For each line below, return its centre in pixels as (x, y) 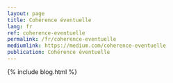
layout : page (26, 13)
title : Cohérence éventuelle (49, 20)
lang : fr (20, 26)
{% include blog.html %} (42, 72)
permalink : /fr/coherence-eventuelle (62, 39)
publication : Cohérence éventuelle (59, 53)
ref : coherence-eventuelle (46, 33)
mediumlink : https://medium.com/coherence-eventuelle (87, 46)
